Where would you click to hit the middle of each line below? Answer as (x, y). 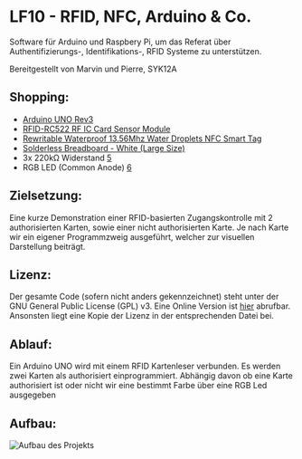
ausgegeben (33, 395)
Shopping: (39, 97)
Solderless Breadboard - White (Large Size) (104, 148)
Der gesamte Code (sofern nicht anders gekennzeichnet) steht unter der (144, 297)
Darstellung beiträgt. (47, 246)
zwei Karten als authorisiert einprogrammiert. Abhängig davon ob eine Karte (151, 376)
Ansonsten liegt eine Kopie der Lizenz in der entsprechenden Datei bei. (142, 316)
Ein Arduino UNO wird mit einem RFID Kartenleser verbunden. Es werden (145, 366)
